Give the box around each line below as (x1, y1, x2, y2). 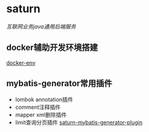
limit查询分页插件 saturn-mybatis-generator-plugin (15, 119, 143, 126)
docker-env (6, 59, 35, 66)
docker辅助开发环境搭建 (6, 42, 98, 53)
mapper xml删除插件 (15, 111, 67, 118)
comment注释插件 (15, 103, 61, 111)
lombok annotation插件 (15, 95, 73, 103)
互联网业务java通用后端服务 (6, 23, 76, 30)
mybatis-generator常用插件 (6, 78, 112, 89)
